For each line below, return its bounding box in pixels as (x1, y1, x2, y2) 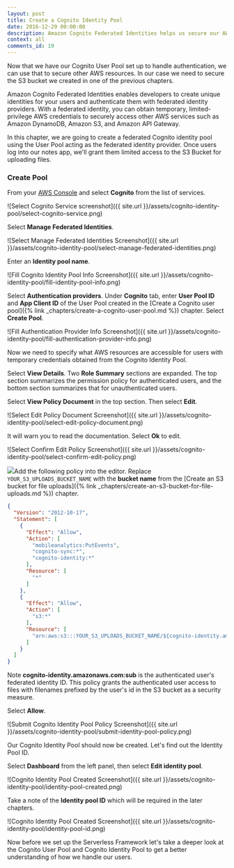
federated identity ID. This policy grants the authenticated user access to (7, 679, 217, 687)
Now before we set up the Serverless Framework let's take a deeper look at (7, 838, 224, 846)
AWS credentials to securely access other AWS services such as (33, 112, 219, 121)
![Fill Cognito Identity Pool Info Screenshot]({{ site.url (7, 271, 159, 279)
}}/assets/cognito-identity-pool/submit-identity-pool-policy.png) (7, 727, 192, 736)
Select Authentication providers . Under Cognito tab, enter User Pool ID (7, 292, 215, 300)
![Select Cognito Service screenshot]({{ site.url (7, 202, 142, 210)
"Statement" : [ (13, 516, 58, 523)
